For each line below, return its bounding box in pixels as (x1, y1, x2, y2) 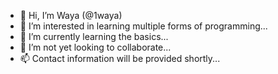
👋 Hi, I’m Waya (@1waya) (19, 10, 123, 21)
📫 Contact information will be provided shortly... (19, 53, 221, 64)
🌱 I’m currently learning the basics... (19, 31, 169, 42)
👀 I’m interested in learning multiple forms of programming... (19, 20, 268, 32)
